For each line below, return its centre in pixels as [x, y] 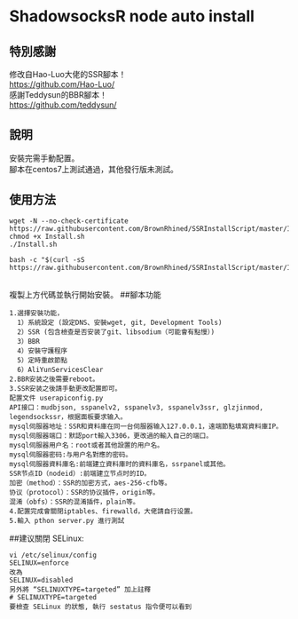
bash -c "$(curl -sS [47, 259]
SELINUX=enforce [39, 563]
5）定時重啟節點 [43, 360]
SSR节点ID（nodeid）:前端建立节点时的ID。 [80, 473]
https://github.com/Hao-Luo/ [62, 84]
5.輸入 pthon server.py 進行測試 [67, 520]
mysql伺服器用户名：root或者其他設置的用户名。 [86, 445]
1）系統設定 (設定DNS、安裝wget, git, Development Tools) [120, 322]
